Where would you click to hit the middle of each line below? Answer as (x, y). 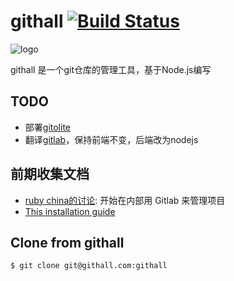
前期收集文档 (50, 174)
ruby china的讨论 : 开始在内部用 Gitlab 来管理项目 (125, 200)
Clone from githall (67, 242)
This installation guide (70, 211)
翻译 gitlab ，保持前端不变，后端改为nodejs (111, 139)
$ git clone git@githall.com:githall (89, 266)
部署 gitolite (47, 127)
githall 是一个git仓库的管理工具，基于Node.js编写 (111, 69)
